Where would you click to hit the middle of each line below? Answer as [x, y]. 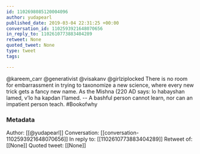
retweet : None [24, 40]
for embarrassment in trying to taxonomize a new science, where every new [100, 85]
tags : [13, 56]
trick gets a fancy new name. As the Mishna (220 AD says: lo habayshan [96, 91]
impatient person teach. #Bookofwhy [52, 104]
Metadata [20, 119]
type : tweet [21, 51]
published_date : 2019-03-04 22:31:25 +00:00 [63, 23]
